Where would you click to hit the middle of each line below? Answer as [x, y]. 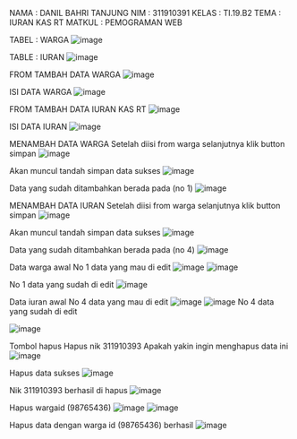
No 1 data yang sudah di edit [62, 284]
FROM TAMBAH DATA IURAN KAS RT [78, 109]
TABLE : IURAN [37, 57]
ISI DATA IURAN [38, 126]
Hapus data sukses [45, 373]
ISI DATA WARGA [41, 92]
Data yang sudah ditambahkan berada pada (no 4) [102, 250]
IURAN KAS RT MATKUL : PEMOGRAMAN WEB [96, 22]
